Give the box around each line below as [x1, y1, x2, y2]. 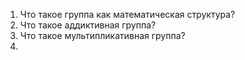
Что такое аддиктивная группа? [19, 19, 157, 31]
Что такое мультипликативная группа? [19, 30, 186, 41]
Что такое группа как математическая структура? [19, 9, 236, 20]
